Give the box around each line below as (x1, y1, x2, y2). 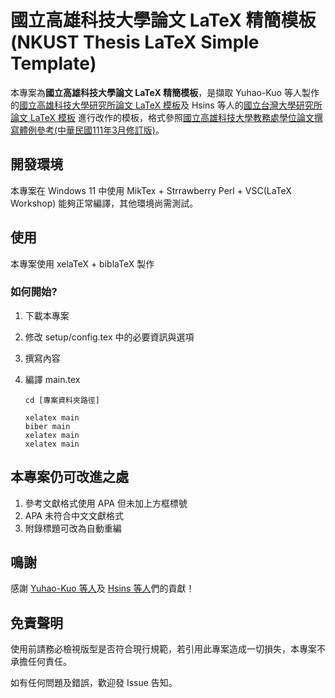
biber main (24, 421, 71, 431)
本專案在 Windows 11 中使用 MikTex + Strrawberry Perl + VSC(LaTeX (10, 184, 292, 196)
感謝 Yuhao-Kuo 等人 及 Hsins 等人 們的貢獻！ (10, 582, 195, 595)
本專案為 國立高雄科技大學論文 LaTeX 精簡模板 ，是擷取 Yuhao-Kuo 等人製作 (10, 86, 320, 98)
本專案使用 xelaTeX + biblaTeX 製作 (10, 257, 155, 270)
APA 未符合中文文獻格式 (24, 509, 124, 521)
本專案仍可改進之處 (10, 469, 129, 486)
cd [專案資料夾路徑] (24, 395, 100, 405)
